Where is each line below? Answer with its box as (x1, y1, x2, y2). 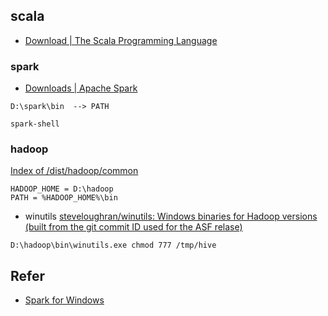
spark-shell (10, 119, 60, 129)
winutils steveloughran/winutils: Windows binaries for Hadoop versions (24, 210, 318, 223)
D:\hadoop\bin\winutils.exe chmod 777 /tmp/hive (10, 240, 217, 251)
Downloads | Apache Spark (24, 82, 138, 94)
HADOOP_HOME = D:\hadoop (10, 184, 114, 194)
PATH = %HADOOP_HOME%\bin (10, 193, 118, 203)
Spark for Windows (24, 294, 105, 306)
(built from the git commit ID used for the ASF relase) (24, 221, 243, 233)
